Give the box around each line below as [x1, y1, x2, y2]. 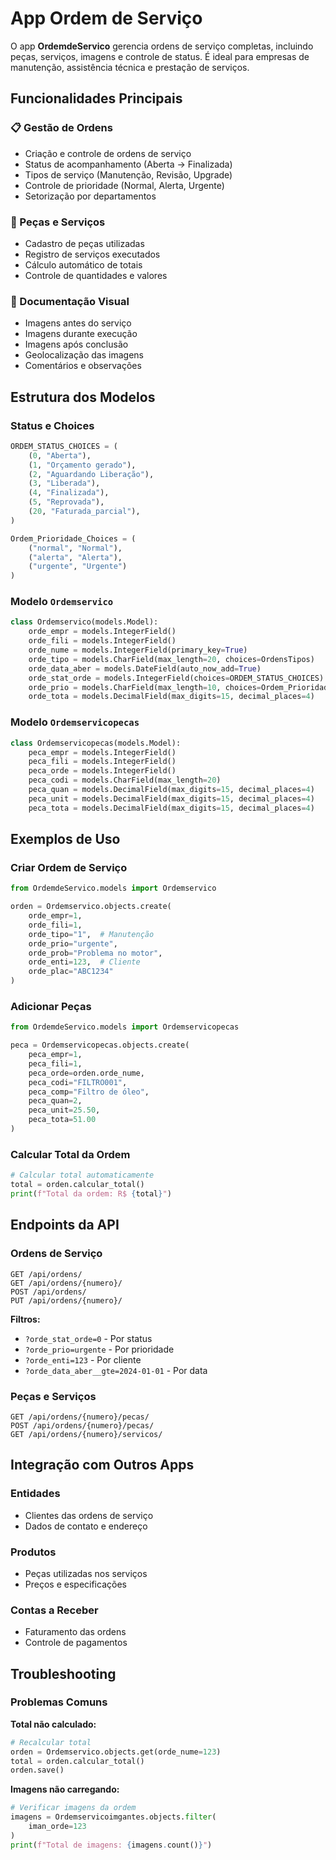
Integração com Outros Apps [10, 1457, 195, 1474]
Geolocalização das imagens [24, 349, 144, 361]
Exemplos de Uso [10, 831, 121, 848]
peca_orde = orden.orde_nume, [28, 1068, 145, 1078]
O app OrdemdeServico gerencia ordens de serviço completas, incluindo [10, 40, 314, 52]
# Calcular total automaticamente [10, 1170, 155, 1181]
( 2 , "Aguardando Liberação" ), [28, 469, 155, 479]
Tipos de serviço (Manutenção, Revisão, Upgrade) [24, 168, 233, 181]
